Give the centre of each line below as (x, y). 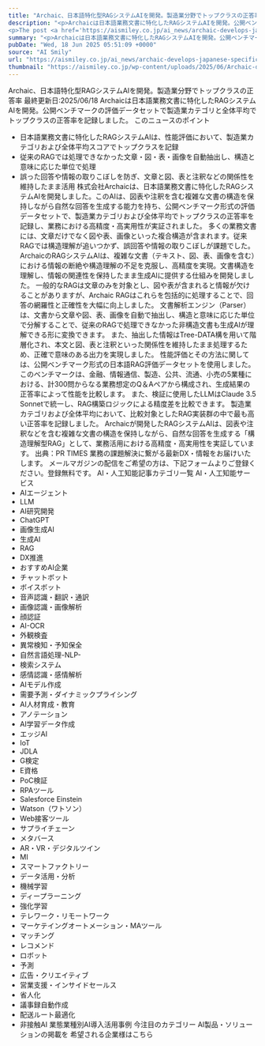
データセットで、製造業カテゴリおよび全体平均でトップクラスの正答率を (137, 216)
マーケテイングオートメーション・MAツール (91, 925)
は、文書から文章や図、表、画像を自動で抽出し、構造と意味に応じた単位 (137, 315)
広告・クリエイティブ (54, 975)
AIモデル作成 (40, 684)
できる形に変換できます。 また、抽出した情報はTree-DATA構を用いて (138, 334)
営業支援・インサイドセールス (68, 984)
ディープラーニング (50, 896)
